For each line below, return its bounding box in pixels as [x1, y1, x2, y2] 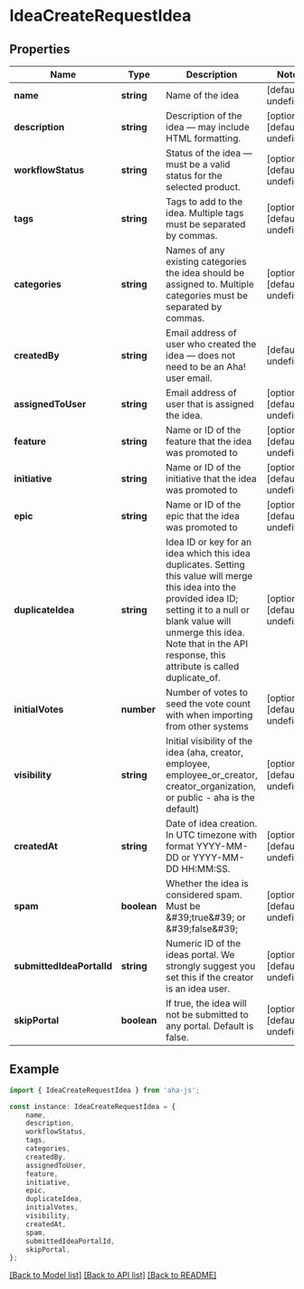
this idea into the [166, 581, 237, 593]
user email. [166, 372, 213, 384]
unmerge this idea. [166, 626, 245, 639]
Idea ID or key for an [166, 536, 252, 548]
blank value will [166, 615, 232, 627]
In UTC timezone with [166, 829, 258, 841]
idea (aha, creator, [166, 746, 244, 758]
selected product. [166, 181, 242, 193]
